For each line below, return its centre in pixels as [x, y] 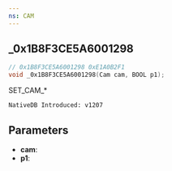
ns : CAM [21, 16]
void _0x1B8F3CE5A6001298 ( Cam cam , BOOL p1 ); [86, 75]
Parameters [39, 130]
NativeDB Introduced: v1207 [56, 105]
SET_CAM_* [28, 91]
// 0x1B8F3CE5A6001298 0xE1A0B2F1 [67, 67]
